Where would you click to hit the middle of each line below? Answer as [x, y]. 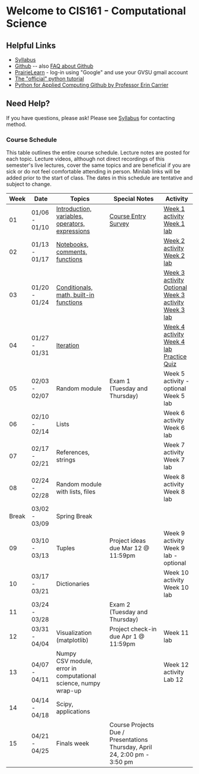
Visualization [74, 633]
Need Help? [28, 104]
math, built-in [75, 295]
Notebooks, [72, 245]
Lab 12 [174, 680]
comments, [72, 252]
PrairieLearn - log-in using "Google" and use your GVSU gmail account [101, 72]
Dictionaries [73, 584]
